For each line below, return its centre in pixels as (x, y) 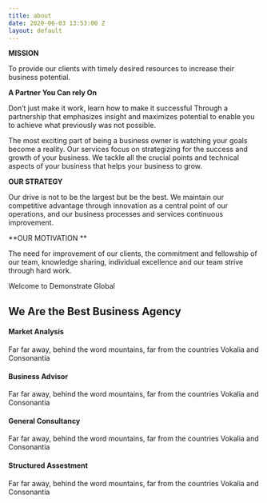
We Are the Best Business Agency (95, 311)
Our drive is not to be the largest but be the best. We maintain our (116, 198)
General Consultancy (44, 421)
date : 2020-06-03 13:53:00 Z (57, 23)
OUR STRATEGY (36, 182)
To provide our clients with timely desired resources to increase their (121, 69)
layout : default (35, 30)
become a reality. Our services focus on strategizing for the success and (128, 150)
